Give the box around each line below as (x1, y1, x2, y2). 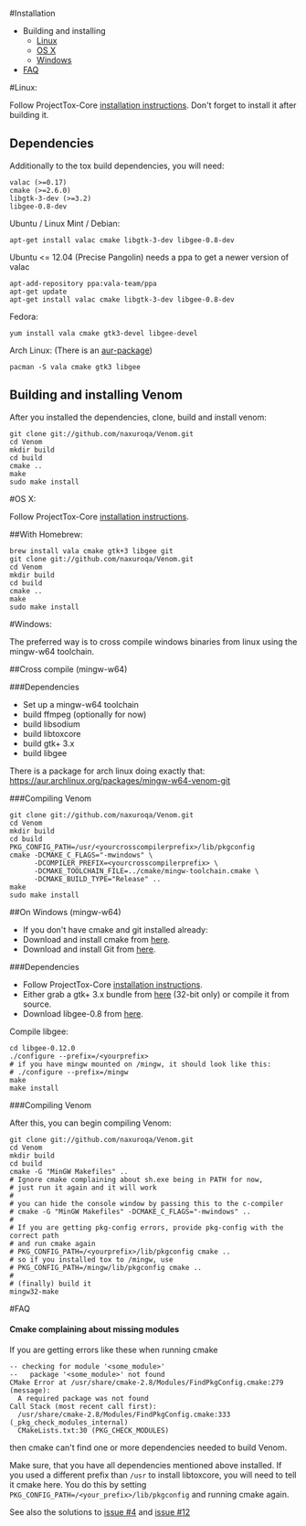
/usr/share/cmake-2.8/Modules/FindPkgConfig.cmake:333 (17, 1410, 231, 1419)
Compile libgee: (9, 1026, 69, 1037)
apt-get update (9, 287, 68, 296)
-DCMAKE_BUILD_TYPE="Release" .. (33, 874, 162, 883)
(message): (9, 1385, 51, 1395)
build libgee (22, 747, 68, 758)
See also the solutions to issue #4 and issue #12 (9, 1506, 191, 1517)
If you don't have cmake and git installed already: (22, 923, 208, 935)
